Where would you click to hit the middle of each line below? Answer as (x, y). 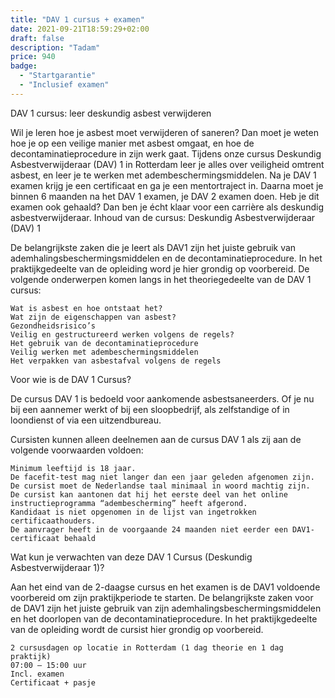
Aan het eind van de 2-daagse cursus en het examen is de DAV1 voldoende (165, 587)
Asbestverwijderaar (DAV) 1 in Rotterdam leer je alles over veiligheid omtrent (167, 164)
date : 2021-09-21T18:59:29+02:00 (80, 29)
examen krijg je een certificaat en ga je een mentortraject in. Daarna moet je (167, 185)
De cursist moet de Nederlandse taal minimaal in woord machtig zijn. (160, 486)
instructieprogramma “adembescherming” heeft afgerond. (129, 503)
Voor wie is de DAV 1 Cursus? (71, 379)
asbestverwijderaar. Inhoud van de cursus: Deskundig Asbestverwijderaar (163, 217)
